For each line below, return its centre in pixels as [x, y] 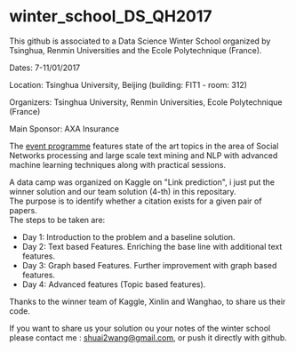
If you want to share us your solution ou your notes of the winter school [140, 328]
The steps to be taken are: [57, 220]
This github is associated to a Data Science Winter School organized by [140, 41]
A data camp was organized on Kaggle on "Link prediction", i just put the [142, 182]
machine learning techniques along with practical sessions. [118, 164]
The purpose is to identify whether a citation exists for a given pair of [136, 201]
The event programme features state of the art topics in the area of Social [144, 146]
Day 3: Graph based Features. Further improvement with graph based [149, 265]
